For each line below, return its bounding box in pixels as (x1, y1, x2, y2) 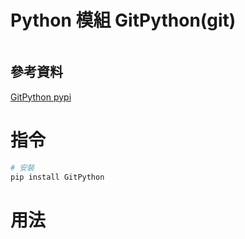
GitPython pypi (10, 91, 72, 103)
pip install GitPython (10, 172, 105, 182)
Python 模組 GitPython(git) (10, 9, 237, 32)
